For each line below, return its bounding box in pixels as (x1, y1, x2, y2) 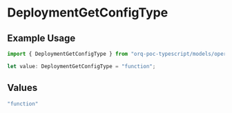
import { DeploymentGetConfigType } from (7, 50, 128, 57)
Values (7, 82, 38, 94)
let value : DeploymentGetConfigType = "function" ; (7, 63, 156, 70)
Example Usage (7, 32, 76, 44)
